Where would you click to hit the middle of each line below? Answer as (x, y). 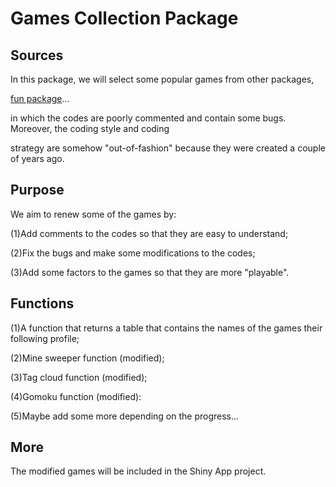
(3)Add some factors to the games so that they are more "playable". (150, 272)
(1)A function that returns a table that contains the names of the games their (166, 328)
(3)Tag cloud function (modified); (79, 377)
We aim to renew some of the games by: (93, 214)
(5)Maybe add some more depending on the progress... (125, 416)
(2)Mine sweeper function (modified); (87, 358)
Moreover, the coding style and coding (90, 128)
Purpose (37, 190)
